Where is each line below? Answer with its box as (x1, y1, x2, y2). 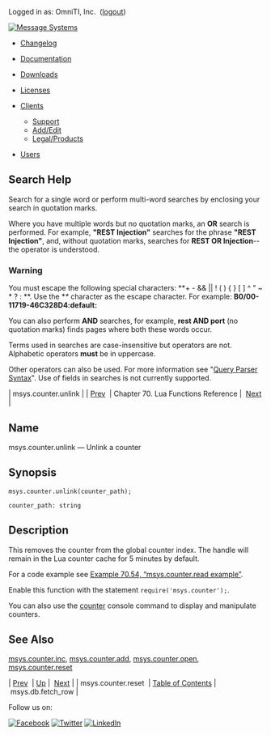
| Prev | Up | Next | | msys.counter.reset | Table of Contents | (8, 678, 217, 688)
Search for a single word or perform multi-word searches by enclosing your (8, 194, 260, 204)
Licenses (19, 85, 51, 95)
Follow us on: (8, 703, 53, 712)
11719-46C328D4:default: (8, 300, 98, 310)
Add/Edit (32, 125, 62, 134)
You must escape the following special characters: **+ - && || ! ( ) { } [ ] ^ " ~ (8, 283, 263, 293)
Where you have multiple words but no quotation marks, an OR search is (8, 219, 250, 228)
